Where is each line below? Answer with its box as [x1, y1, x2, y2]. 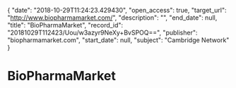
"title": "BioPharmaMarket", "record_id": [7, 21, 124, 29]
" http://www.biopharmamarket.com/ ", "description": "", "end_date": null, [7, 13, 218, 22]
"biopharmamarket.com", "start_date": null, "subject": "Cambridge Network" [7, 36, 230, 44]
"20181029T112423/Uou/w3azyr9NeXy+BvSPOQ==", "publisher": [7, 28, 198, 37]
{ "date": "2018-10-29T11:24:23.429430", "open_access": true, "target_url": [7, 6, 227, 14]
